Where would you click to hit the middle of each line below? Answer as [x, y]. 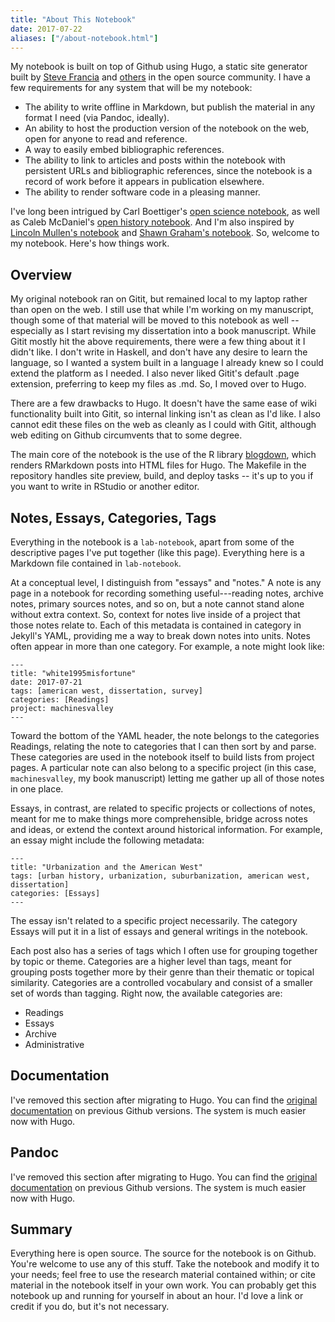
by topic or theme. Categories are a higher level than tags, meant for [151, 961]
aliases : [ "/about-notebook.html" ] [84, 38]
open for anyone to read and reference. [106, 139]
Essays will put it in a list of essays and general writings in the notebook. [159, 931]
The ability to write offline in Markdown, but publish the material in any [170, 107]
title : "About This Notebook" [73, 19]
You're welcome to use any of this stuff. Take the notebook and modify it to [165, 1264]
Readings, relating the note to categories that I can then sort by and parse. [163, 746]
